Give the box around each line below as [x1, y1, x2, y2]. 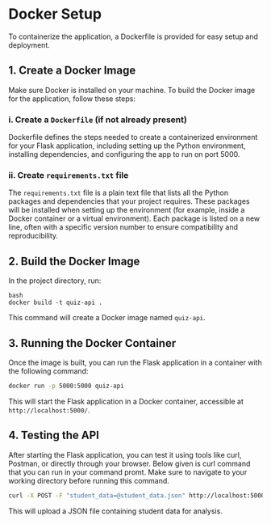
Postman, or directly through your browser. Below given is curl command [8, 458, 251, 468]
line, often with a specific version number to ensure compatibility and [8, 222, 239, 232]
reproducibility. [8, 231, 59, 241]
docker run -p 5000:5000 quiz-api [8, 382, 125, 390]
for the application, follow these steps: [8, 94, 135, 104]
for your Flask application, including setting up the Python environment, [8, 141, 246, 150]
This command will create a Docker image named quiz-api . [8, 313, 206, 323]
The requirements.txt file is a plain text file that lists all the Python [8, 188, 228, 198]
